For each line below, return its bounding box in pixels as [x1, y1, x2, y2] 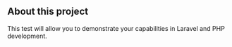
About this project [7, 6, 89, 18]
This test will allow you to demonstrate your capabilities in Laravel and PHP [7, 24, 226, 32]
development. [7, 32, 47, 40]
